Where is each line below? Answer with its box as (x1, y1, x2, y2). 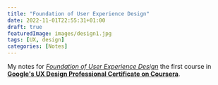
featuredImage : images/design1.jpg (7, 30, 112, 37)
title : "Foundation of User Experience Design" (7, 10, 150, 18)
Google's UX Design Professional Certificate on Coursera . (7, 70, 181, 78)
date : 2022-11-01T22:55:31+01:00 (7, 17, 106, 24)
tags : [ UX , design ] (7, 37, 65, 44)
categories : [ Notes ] (7, 43, 68, 50)
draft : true (7, 23, 42, 30)
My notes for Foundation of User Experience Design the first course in (7, 63, 212, 70)
